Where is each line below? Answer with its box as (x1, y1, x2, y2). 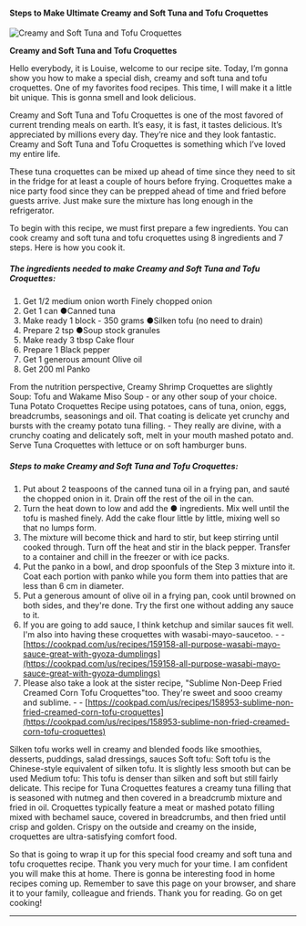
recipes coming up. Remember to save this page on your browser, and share (9, 878, 296, 889)
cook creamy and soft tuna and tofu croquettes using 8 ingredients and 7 (9, 233, 284, 244)
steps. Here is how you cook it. (9, 242, 126, 253)
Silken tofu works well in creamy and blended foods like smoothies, (9, 744, 262, 755)
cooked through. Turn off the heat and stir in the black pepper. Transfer (22, 542, 291, 552)
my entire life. (9, 149, 61, 160)
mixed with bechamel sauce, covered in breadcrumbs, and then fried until (9, 812, 287, 823)
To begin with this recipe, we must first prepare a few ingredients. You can (9, 223, 289, 234)
